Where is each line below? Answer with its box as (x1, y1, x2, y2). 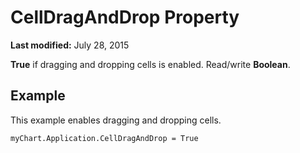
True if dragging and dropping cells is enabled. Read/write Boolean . (10, 58, 291, 70)
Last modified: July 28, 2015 (10, 39, 130, 51)
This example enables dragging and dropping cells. (10, 114, 222, 126)
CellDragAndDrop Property (10, 6, 240, 29)
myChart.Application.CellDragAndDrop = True (10, 133, 199, 143)
